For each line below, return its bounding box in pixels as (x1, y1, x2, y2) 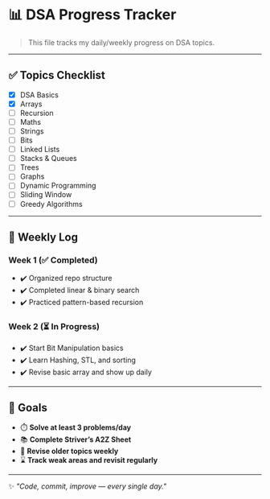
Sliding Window (19, 190, 72, 200)
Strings (19, 126, 44, 136)
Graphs (19, 171, 45, 181)
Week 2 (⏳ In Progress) (8, 321, 100, 332)
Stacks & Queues (19, 154, 78, 163)
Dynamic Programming (19, 181, 96, 191)
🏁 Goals (8, 401, 48, 414)
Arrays (19, 99, 43, 109)
